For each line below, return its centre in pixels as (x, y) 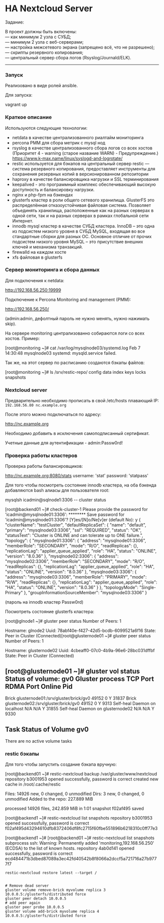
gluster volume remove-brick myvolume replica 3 (55, 890)
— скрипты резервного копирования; (44, 52)
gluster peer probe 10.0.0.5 (35, 907)
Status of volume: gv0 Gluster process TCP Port (80, 679)
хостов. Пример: (22, 338)
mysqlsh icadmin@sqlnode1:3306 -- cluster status (56, 500)
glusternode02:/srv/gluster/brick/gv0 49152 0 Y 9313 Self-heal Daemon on (81, 704)
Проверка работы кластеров (41, 456)
